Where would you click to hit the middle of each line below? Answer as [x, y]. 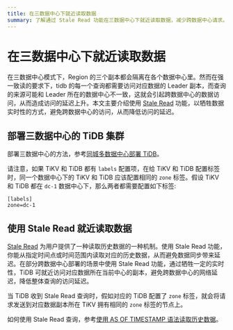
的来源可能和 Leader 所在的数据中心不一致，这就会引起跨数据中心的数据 [110, 94]
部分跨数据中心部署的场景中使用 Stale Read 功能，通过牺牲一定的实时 [125, 264]
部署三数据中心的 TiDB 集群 [66, 136]
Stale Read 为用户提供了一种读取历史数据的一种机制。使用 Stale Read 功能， [116, 247]
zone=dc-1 [22, 206]
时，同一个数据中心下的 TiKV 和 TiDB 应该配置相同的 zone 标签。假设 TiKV [113, 177]
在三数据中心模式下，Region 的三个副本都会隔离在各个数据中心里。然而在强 [115, 77]
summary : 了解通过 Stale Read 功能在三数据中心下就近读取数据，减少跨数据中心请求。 [118, 20]
